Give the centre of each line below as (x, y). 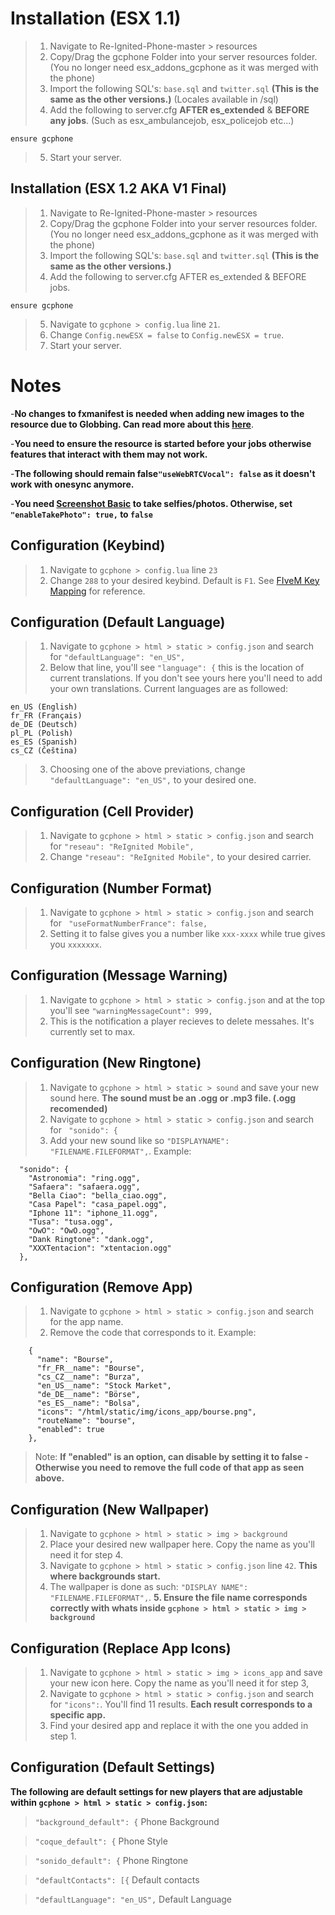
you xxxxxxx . (75, 944)
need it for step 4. (86, 1555)
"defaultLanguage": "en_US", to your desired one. (153, 780)
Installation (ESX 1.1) (96, 18)
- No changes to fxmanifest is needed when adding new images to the (157, 413)
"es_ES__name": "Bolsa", (88, 1403)
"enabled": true (70, 1430)
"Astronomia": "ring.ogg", (84, 1178)
